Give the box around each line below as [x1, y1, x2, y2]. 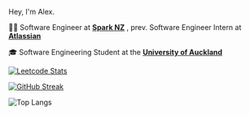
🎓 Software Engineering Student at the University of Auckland [8, 48, 222, 57]
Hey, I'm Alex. [8, 7, 55, 16]
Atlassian [8, 32, 42, 40]
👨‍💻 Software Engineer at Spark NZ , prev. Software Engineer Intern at [8, 23, 242, 32]
